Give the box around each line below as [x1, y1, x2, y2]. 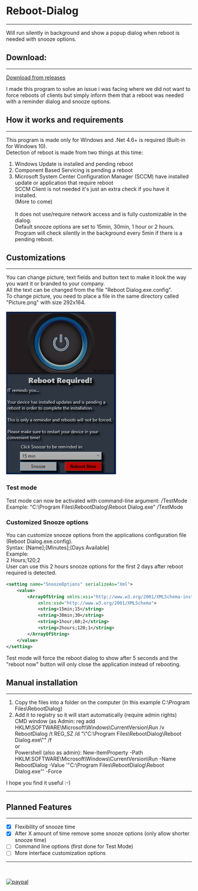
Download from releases [6, 74, 66, 81]
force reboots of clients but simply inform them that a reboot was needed [6, 92, 184, 99]
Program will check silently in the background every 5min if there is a [14, 229, 183, 236]
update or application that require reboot [14, 179, 114, 186]
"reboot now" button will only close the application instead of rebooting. [6, 661, 181, 668]
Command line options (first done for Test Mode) [14, 843, 134, 850]
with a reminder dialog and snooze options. [6, 97, 111, 105]
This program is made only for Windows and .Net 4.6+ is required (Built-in [6, 136, 186, 143]
